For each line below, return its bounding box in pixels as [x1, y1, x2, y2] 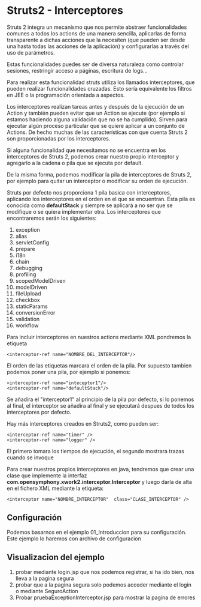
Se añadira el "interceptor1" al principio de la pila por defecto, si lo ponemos [7, 396, 194, 403]
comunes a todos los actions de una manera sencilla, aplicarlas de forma [7, 29, 187, 37]
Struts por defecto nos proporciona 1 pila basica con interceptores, [7, 189, 172, 196]
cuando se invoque [7, 454, 54, 461]
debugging [15, 264, 42, 271]
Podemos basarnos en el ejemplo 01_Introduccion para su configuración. [7, 528, 187, 536]
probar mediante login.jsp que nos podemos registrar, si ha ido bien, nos [15, 568, 194, 575]
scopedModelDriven [15, 277, 66, 284]
